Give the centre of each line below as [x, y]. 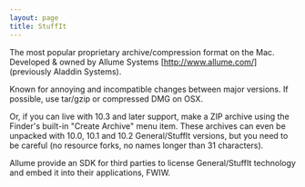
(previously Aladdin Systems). [66, 71]
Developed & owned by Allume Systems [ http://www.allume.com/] [133, 62]
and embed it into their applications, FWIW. [90, 172]
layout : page [34, 18]
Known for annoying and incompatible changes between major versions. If [149, 89]
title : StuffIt [38, 26]
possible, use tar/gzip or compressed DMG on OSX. [106, 98]
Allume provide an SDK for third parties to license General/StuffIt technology [152, 162]
